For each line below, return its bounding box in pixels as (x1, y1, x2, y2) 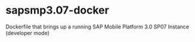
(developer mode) (5, 29, 50, 36)
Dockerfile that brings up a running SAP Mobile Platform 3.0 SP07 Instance (5, 23, 190, 30)
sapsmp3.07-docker (5, 4, 110, 17)
